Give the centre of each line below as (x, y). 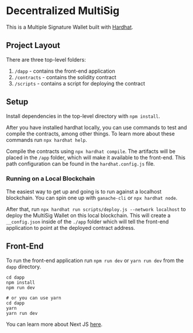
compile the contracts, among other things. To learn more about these (91, 134)
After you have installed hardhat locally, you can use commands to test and (96, 127)
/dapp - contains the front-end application (65, 71)
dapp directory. (24, 266)
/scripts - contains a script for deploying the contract (80, 83)
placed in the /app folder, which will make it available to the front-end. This (96, 157)
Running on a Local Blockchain (51, 179)
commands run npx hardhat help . (47, 140)
